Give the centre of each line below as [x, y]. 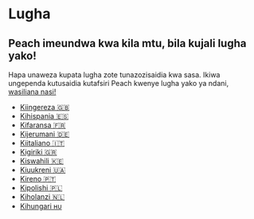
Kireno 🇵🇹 [38, 179]
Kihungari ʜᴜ [41, 206]
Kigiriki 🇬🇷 [38, 152]
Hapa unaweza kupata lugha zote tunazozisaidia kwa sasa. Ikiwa [114, 75]
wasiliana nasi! [32, 92]
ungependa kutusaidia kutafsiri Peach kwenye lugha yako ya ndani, [119, 83]
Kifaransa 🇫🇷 [43, 125]
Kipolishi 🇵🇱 [41, 188]
